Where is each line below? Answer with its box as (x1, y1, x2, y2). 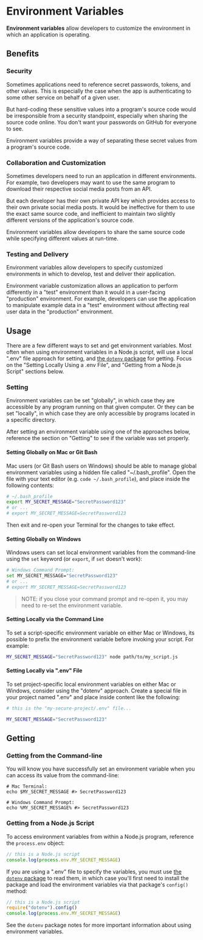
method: (6, 887, 27, 894)
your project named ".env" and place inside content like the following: (6, 694, 181, 701)
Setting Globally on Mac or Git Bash (6, 448, 98, 455)
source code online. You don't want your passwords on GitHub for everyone (6, 118, 197, 126)
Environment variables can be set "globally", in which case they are (6, 397, 175, 404)
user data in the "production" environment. (6, 308, 114, 315)
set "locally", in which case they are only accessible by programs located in (6, 410, 196, 417)
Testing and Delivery (6, 250, 69, 258)
